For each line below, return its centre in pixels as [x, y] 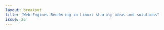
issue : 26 [16, 19]
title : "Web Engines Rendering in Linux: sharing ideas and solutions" [82, 15]
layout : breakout [24, 10]
